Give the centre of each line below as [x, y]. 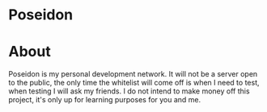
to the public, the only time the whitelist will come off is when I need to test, [134, 83]
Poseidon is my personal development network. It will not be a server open [133, 74]
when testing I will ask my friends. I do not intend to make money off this [129, 91]
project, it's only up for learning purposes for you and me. [105, 100]
